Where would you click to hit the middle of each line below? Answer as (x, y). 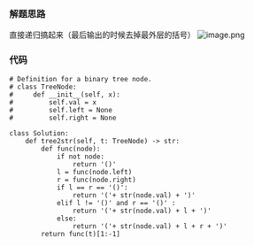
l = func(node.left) (94, 172)
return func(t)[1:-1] (81, 234)
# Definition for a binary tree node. (81, 79)
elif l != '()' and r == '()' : (116, 203)
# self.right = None (63, 118)
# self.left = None (61, 110)
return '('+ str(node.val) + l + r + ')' (150, 226)
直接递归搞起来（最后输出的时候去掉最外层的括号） (102, 35)
